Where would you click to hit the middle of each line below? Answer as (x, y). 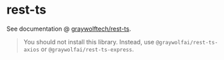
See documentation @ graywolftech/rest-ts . (69, 29)
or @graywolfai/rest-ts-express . (87, 49)
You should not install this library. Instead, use (89, 42)
